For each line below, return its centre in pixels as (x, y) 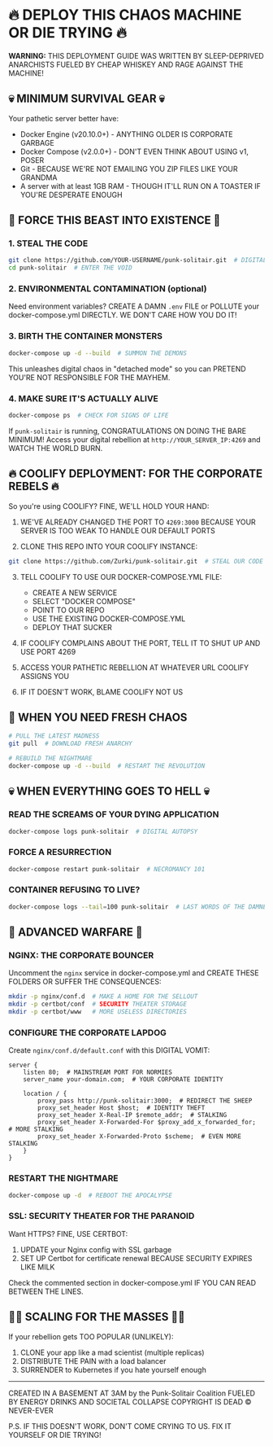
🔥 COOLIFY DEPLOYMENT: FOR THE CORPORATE (136, 474)
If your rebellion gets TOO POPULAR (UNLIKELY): (91, 1336)
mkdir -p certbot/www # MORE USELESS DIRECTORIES (97, 1012)
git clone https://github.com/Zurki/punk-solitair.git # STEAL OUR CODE (136, 561)
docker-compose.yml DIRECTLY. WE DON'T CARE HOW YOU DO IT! (123, 315)
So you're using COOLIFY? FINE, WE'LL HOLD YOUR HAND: (109, 506)
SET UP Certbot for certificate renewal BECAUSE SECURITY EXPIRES (136, 1258)
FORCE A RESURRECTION (60, 852)
